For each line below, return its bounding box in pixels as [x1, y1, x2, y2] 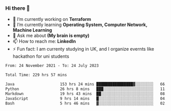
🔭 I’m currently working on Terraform [12, 16, 92, 23]
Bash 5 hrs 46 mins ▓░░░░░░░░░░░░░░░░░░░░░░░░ [5, 101, 154, 106]
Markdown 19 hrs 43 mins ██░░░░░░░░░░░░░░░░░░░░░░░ [5, 91, 154, 96]
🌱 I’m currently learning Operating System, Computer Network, [12, 21, 148, 28]
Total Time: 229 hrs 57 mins [5, 73, 67, 78]
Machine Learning [12, 27, 52, 33]
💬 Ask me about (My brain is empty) [12, 33, 90, 39]
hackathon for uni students [12, 53, 70, 59]
